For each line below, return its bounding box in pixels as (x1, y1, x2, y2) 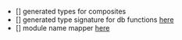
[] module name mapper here (15, 24, 110, 32)
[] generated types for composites (15, 7, 127, 16)
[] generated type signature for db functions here (15, 15, 174, 24)
